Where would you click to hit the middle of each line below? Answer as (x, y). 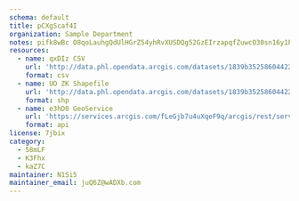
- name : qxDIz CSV (52, 59)
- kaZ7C (32, 166)
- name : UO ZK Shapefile (63, 84)
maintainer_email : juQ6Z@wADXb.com (75, 183)
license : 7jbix (37, 133)
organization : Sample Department (71, 34)
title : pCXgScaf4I (43, 26)
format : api (47, 125)
